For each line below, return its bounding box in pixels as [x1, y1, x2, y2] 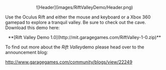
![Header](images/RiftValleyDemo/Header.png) [36, 4, 133, 10]
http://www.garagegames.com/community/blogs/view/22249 [5, 59, 132, 65]
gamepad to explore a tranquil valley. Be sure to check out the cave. [5, 19, 146, 25]
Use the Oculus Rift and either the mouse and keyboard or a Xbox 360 [5, 14, 151, 20]
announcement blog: [5, 49, 48, 55]
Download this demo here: [5, 24, 60, 30]
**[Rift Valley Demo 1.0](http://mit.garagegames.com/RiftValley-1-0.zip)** [8, 34, 161, 40]
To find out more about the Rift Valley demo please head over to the [5, 44, 144, 50]
